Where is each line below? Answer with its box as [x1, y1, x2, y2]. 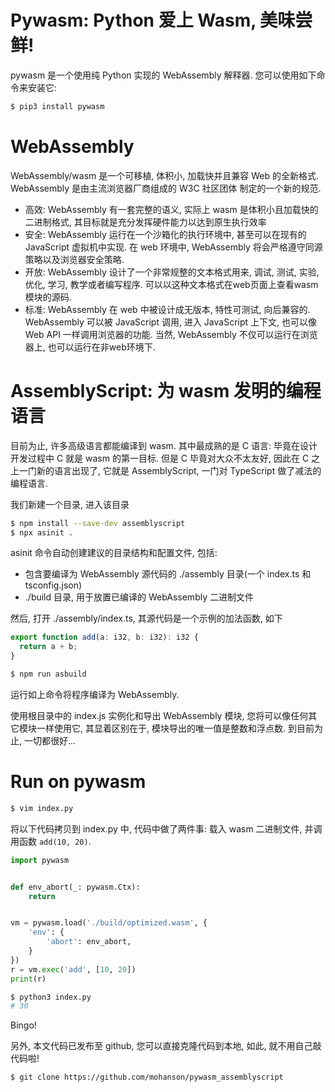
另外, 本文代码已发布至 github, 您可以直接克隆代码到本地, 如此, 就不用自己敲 [10, 1040, 322, 1052]
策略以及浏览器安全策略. [24, 253, 125, 265]
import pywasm [10, 855, 70, 865]
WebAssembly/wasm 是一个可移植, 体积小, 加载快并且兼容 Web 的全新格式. [10, 169, 319, 181]
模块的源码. [24, 291, 72, 303]
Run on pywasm [10, 771, 147, 793]
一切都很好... [23, 734, 77, 746]
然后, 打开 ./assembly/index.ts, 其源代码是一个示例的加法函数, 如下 [10, 612, 283, 625]
